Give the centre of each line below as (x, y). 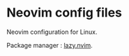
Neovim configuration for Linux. (52, 32)
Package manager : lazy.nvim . (50, 45)
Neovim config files (64, 13)
